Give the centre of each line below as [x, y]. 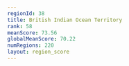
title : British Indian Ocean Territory [65, 20]
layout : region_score [38, 52]
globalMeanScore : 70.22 [42, 39]
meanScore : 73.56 [32, 33]
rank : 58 [20, 26]
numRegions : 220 [31, 45]
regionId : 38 [26, 13]
